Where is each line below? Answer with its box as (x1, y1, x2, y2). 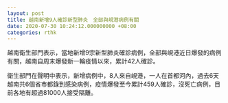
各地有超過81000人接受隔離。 (12, 89, 98, 97)
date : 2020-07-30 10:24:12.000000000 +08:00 (7, 23, 137, 29)
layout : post (7, 10, 45, 17)
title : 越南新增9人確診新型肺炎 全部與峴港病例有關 (7, 16, 139, 23)
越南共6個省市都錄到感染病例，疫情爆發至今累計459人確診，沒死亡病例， (7, 80, 215, 89)
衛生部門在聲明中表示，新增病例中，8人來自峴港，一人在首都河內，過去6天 (7, 72, 220, 80)
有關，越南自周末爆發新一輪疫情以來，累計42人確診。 (7, 57, 159, 65)
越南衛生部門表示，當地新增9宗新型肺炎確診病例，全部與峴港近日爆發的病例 (7, 48, 222, 57)
